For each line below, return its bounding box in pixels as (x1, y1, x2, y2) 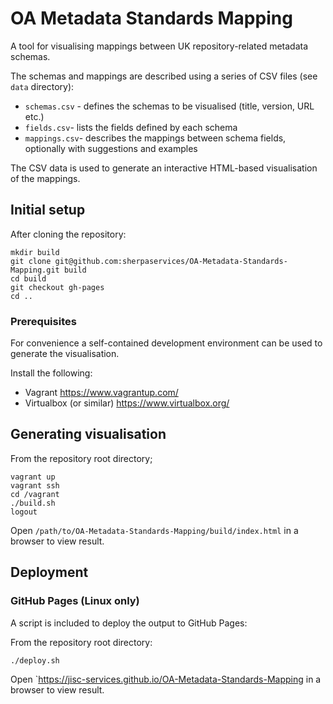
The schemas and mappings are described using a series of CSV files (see (10, 70, 318, 82)
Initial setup (10, 202, 86, 219)
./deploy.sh (10, 655, 60, 666)
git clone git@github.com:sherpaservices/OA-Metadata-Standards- (10, 256, 288, 266)
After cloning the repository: (10, 228, 127, 240)
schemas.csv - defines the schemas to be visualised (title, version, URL (24, 100, 315, 112)
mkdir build (10, 247, 60, 257)
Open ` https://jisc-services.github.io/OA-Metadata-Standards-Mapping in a (10, 673, 322, 685)
